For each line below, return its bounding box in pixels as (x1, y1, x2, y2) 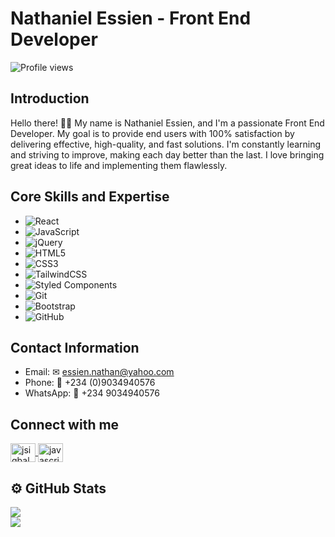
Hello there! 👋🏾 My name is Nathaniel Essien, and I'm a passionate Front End (10, 117, 325, 129)
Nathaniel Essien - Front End (10, 7, 252, 30)
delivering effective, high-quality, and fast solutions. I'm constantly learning (10, 138, 322, 150)
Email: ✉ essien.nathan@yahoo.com (24, 366, 175, 378)
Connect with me (10, 416, 120, 433)
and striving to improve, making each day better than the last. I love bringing (10, 148, 325, 161)
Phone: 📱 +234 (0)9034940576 (24, 377, 156, 389)
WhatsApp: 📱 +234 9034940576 (24, 387, 160, 399)
